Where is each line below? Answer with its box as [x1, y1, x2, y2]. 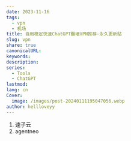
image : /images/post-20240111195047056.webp [11, 98, 125, 104]
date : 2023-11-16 [6, 8, 50, 15]
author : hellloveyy [6, 103, 55, 110]
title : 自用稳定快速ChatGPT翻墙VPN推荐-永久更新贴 [6, 31, 122, 37]
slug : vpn [6, 37, 31, 43]
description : [6, 59, 39, 65]
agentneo [14, 127, 39, 135]
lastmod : [6, 82, 28, 88]
